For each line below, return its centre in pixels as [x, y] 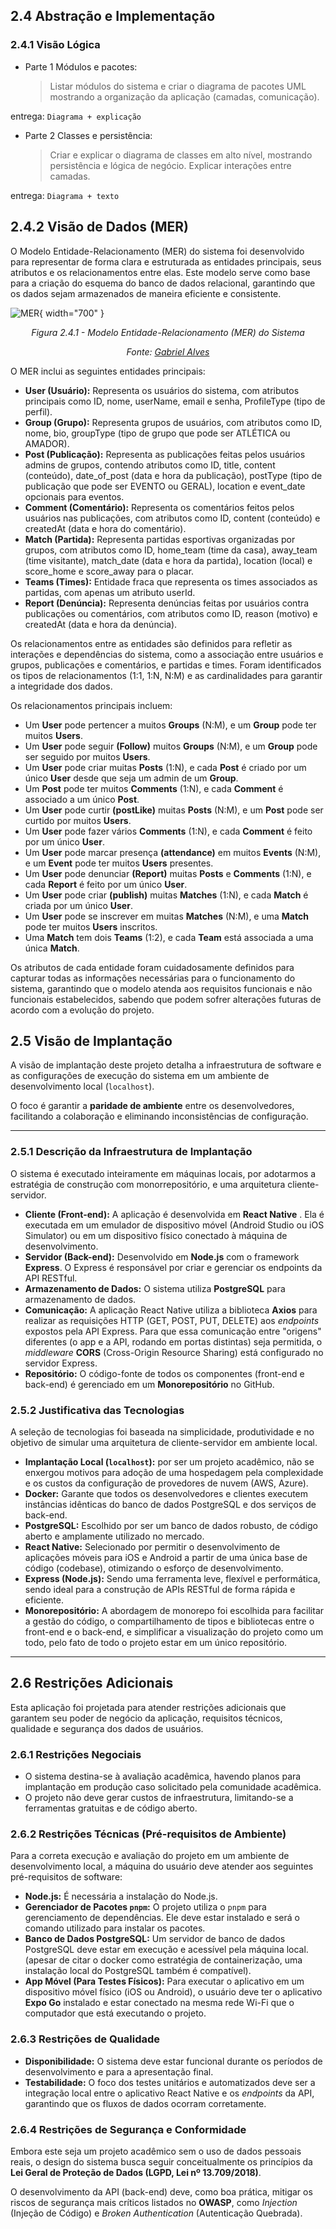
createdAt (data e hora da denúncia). [101, 624]
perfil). [38, 411]
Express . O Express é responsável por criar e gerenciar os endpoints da [173, 1267]
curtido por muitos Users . [78, 820]
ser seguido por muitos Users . [87, 756]
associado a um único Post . [82, 799]
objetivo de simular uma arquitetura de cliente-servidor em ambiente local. [164, 1442]
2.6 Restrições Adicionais [92, 1683]
